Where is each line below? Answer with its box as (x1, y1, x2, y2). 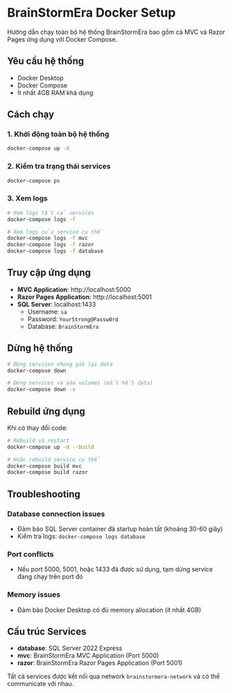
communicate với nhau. (7, 680, 74, 688)
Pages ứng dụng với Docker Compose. (7, 35, 118, 43)
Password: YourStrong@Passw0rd (27, 314, 119, 323)
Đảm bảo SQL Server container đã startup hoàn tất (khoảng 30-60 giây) (17, 525, 223, 533)
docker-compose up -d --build (7, 443, 95, 450)
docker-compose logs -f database (7, 248, 104, 255)
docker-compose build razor (7, 469, 89, 476)
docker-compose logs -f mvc (7, 234, 89, 242)
